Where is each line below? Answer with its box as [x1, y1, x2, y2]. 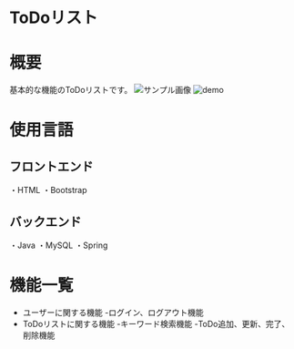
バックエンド [9, 214, 82, 230]
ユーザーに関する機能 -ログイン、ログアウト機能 [22, 306, 205, 318]
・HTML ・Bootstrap [9, 185, 88, 196]
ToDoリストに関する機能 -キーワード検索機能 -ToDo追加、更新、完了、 [22, 318, 290, 329]
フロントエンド [9, 159, 94, 174]
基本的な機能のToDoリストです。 [9, 85, 133, 96]
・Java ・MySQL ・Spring [9, 240, 108, 251]
